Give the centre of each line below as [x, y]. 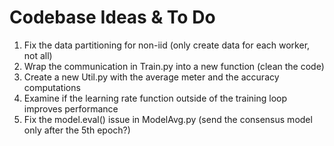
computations [52, 87]
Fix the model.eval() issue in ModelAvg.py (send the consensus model [168, 119]
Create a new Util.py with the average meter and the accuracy [151, 77]
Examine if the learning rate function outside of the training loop [155, 98]
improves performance [71, 108]
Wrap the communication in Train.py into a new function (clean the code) [174, 66]
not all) [38, 55]
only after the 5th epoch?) [77, 130]
